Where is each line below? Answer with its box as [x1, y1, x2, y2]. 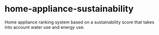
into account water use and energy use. [4, 24, 85, 30]
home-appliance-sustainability [4, 3, 134, 14]
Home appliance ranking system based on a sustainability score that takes [4, 19, 155, 25]
